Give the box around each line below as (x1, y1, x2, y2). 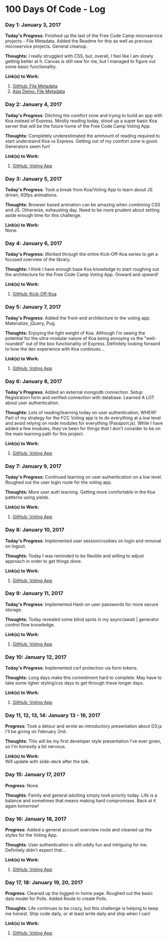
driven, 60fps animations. (5, 192, 58, 198)
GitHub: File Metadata (12, 83, 57, 89)
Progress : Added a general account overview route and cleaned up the (5, 827, 152, 833)
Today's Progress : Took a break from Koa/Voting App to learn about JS (5, 187, 153, 193)
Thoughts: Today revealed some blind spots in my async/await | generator (5, 616, 159, 622)
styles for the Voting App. (5, 832, 58, 838)
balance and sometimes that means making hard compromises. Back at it (5, 797, 156, 803)
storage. (5, 606, 22, 612)
